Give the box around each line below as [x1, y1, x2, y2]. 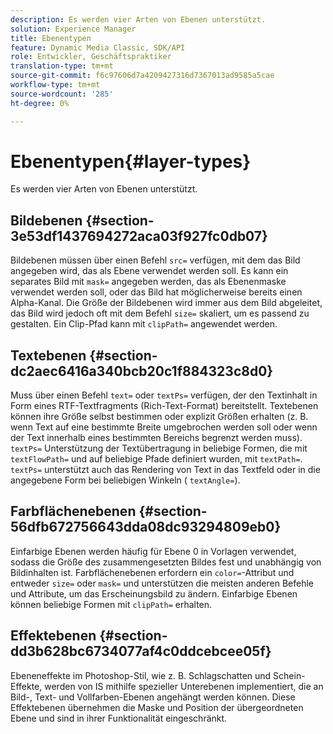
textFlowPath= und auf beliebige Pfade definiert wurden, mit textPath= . [10, 453, 303, 465]
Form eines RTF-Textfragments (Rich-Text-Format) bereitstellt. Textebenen [10, 400, 319, 412]
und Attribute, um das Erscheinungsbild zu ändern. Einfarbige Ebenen [10, 587, 298, 600]
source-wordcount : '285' [10, 89, 114, 99]
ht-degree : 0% [10, 98, 70, 108]
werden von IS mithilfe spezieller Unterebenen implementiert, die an [44, 680, 324, 692]
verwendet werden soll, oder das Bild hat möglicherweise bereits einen [10, 286, 303, 298]
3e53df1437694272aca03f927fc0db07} [10, 227, 268, 245]
